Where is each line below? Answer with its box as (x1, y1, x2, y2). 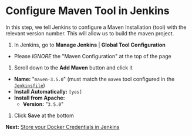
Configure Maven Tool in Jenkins (5, 4, 170, 18)
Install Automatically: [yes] (14, 88, 83, 95)
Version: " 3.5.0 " (22, 100, 64, 107)
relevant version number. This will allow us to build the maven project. (5, 29, 174, 37)
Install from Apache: (14, 94, 65, 101)
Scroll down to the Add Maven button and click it (14, 64, 133, 71)
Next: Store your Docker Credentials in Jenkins (5, 123, 120, 130)
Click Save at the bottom (14, 112, 74, 119)
